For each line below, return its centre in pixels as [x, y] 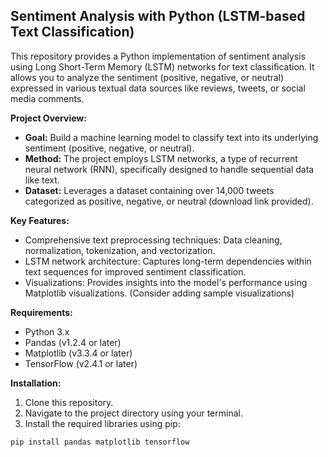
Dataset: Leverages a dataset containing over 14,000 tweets [149, 190]
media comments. [47, 98]
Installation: [36, 383]
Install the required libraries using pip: [102, 423]
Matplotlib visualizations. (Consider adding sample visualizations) [159, 293]
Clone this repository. [69, 402]
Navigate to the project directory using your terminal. [133, 413]
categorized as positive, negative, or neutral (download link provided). [169, 201]
